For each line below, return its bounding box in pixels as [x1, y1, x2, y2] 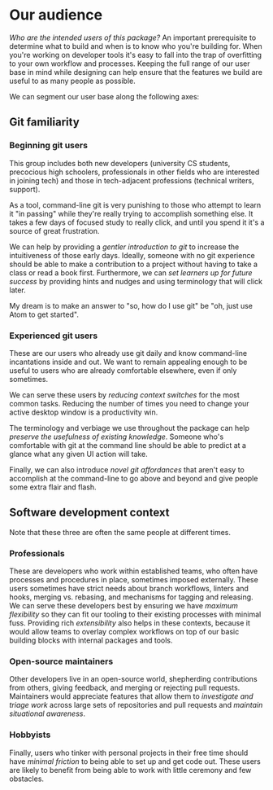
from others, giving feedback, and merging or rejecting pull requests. [9, 682, 240, 693]
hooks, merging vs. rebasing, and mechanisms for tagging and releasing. [9, 592, 254, 602]
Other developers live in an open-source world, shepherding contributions [9, 674, 258, 684]
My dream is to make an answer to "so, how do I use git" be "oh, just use [9, 301, 253, 310]
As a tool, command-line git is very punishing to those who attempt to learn [9, 200, 262, 209]
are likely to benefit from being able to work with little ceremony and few [9, 765, 252, 775]
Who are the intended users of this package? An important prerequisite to [9, 33, 257, 42]
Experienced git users [9, 330, 98, 341]
